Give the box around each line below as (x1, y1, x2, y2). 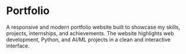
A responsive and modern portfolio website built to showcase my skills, (6, 23, 181, 31)
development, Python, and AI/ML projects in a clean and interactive (6, 36, 171, 43)
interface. (6, 42, 30, 49)
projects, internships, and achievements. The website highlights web (6, 29, 174, 36)
